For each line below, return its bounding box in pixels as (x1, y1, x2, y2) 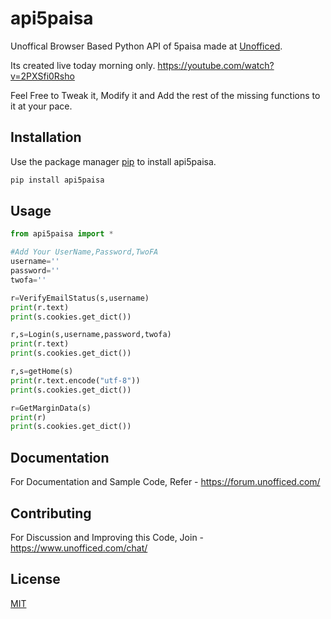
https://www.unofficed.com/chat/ (10, 542, 148, 554)
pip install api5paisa (10, 175, 105, 185)
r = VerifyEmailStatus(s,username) (10, 293, 150, 303)
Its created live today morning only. (10, 59, 156, 71)
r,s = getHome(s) (10, 367, 74, 377)
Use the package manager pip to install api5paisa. (10, 155, 217, 167)
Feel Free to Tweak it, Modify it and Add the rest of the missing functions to (10, 89, 321, 101)
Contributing (10, 505, 92, 522)
